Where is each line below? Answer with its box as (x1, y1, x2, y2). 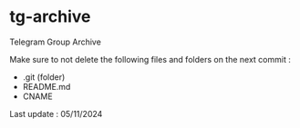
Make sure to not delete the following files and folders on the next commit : (9, 54, 292, 64)
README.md (22, 81, 71, 92)
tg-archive (9, 6, 91, 27)
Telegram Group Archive (9, 36, 102, 47)
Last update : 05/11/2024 (9, 108, 103, 119)
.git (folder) (22, 71, 66, 83)
